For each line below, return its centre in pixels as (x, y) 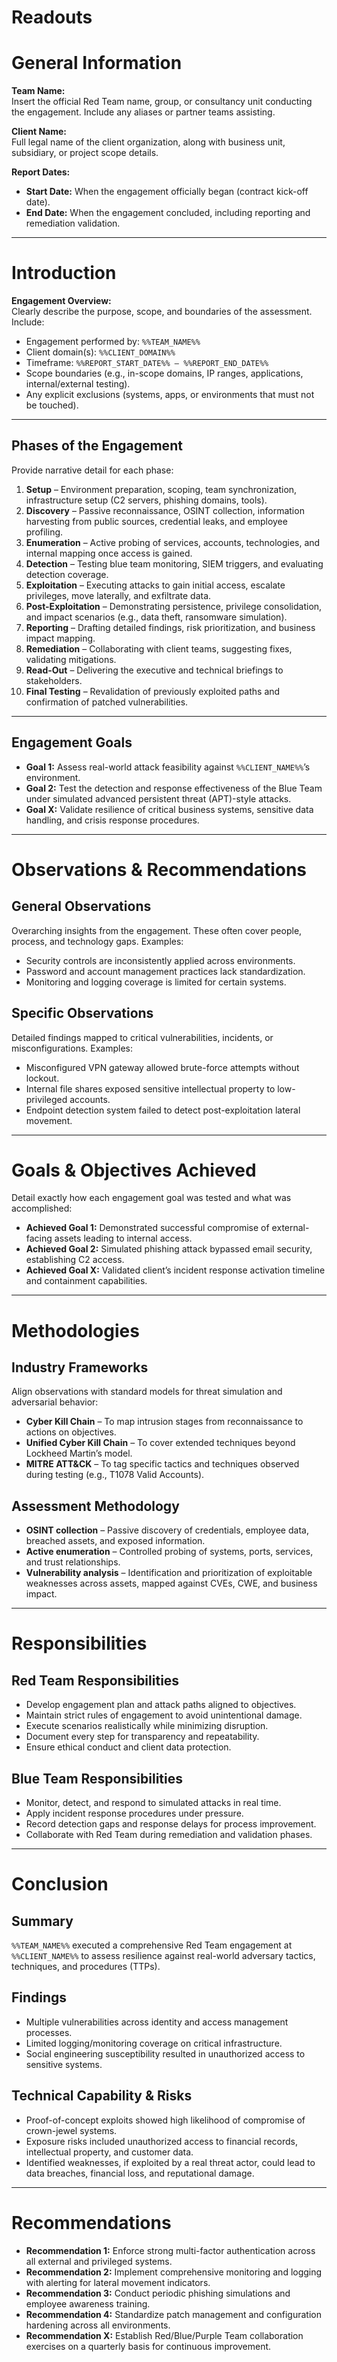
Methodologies (75, 1330)
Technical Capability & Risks (102, 2096)
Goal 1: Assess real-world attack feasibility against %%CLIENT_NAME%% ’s (168, 767)
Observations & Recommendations (159, 869)
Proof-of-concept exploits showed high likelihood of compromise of (165, 2120)
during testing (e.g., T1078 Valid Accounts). (115, 1475)
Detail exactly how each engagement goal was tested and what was (151, 1198)
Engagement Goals (72, 742)
